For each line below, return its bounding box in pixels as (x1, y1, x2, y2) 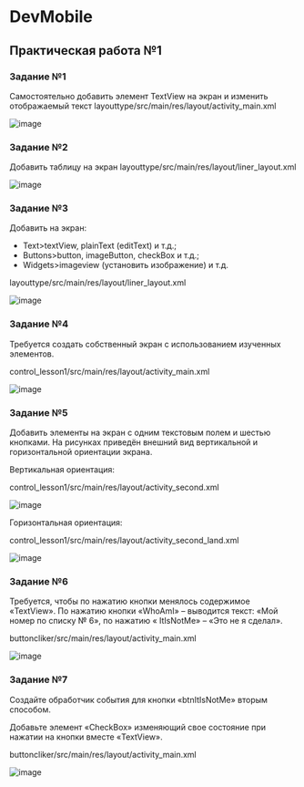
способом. (9, 704, 52, 715)
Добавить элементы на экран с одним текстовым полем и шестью (9, 427, 271, 439)
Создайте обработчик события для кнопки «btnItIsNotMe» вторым (9, 694, 269, 705)
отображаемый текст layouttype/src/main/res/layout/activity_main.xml (9, 100, 277, 111)
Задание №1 (9, 70, 66, 83)
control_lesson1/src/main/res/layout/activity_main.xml (9, 366, 210, 377)
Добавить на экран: (9, 223, 87, 233)
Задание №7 (9, 673, 68, 686)
